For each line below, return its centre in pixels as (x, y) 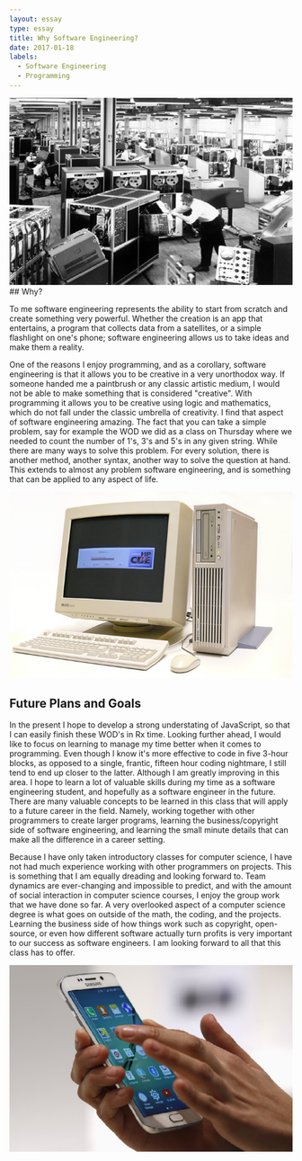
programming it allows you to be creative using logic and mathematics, (140, 402)
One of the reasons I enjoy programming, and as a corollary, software (138, 364)
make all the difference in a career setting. (88, 840)
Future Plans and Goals (75, 704)
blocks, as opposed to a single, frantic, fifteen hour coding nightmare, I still (148, 764)
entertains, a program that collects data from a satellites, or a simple (136, 327)
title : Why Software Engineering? (74, 38)
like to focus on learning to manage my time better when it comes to (135, 744)
